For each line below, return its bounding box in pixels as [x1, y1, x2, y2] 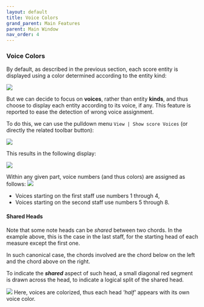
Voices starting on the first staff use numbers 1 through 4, [15, 192, 160, 200]
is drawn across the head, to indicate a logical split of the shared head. [6, 276, 184, 283]
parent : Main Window [6, 26, 59, 32]
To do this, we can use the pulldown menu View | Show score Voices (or [6, 120, 188, 128]
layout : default [6, 9, 47, 15]
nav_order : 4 [6, 32, 40, 38]
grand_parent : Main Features [6, 20, 80, 26]
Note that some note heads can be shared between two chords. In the [6, 226, 183, 234]
